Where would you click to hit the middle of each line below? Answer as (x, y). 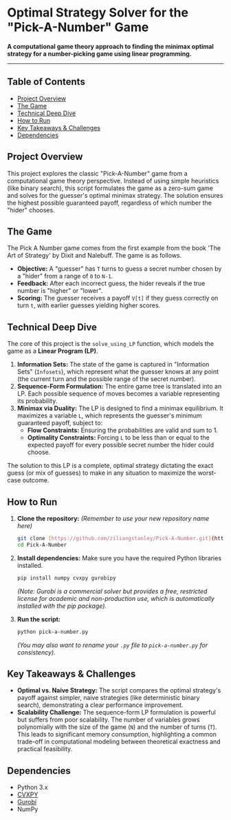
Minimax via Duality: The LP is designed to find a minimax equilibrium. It (120, 409)
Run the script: (38, 619)
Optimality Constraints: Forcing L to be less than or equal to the (118, 438)
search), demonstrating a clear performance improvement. (100, 705)
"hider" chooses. (31, 210)
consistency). (36, 652)
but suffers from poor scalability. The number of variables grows (108, 720)
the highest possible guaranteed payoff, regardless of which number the (109, 203)
